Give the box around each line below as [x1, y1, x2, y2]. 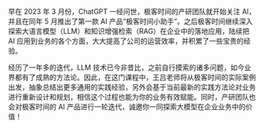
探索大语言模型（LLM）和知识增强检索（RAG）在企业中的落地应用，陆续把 [8, 27, 250, 35]
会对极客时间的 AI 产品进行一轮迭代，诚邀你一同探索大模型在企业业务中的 [8, 102, 246, 112]
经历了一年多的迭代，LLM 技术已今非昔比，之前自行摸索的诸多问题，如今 [8, 63, 245, 72]
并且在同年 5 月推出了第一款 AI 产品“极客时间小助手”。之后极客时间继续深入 [8, 16, 253, 26]
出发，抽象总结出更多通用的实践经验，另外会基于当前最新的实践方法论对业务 [8, 82, 256, 92]
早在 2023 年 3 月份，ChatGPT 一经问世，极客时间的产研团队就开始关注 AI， [8, 7, 256, 16]
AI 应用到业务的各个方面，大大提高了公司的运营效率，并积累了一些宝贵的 [8, 36, 244, 46]
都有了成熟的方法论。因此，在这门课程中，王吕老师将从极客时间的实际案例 [14, 73, 256, 82]
